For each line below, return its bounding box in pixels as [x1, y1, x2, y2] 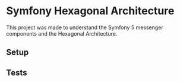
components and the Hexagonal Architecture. [6, 30, 118, 37]
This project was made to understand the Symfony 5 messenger [6, 24, 163, 31]
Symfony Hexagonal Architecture [6, 4, 175, 18]
